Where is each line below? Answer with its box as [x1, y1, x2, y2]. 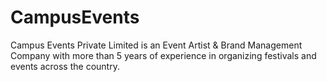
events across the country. [10, 60, 120, 72]
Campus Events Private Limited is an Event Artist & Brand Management [10, 39, 303, 51]
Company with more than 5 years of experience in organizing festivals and [10, 49, 317, 61]
